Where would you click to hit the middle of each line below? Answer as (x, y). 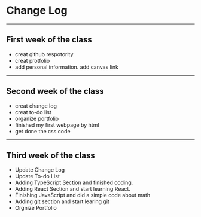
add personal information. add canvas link (66, 67)
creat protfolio (32, 60)
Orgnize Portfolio (36, 208)
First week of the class (49, 40)
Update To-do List (37, 176)
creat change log (36, 106)
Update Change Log (39, 170)
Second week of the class (55, 91)
